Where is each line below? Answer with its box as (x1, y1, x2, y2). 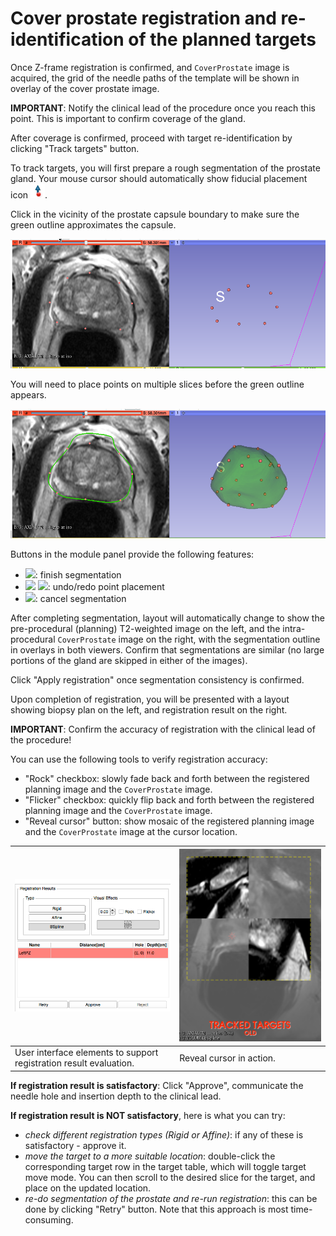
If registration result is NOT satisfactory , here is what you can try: (10, 1109, 286, 1121)
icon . (10, 188, 48, 201)
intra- (282, 623, 306, 635)
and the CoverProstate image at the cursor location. (24, 826, 238, 838)
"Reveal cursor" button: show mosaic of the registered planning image (24, 815, 315, 827)
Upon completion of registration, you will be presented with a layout (10, 693, 290, 706)
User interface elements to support (14, 1047, 159, 1059)
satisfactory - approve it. (24, 1139, 127, 1151)
